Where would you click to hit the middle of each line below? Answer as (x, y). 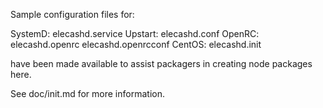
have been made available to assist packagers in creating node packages (161, 63)
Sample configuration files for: (72, 14)
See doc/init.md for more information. (87, 93)
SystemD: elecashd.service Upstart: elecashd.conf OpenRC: (135, 33)
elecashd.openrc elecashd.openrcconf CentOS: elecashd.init (136, 44)
